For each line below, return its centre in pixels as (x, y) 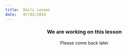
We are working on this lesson (84, 32)
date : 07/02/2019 (26, 14)
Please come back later (84, 42)
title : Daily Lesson (28, 10)
